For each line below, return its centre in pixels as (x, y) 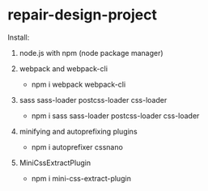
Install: (19, 37)
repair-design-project (82, 15)
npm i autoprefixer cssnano (77, 146)
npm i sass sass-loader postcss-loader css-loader (115, 116)
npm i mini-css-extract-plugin (81, 178)
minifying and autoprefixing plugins (79, 131)
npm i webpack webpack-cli (79, 84)
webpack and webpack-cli (64, 68)
